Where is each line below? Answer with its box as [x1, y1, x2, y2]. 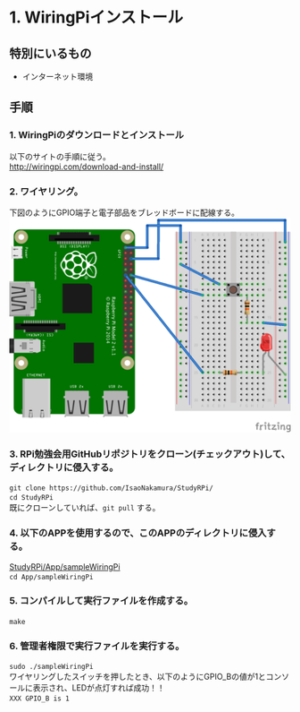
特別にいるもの [9, 46, 92, 61]
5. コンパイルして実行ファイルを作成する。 [9, 595, 194, 607]
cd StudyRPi [9, 493, 54, 502]
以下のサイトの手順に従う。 [9, 150, 112, 161]
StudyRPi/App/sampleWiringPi [9, 561, 121, 572]
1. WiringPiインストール [9, 7, 184, 28]
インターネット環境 [21, 72, 94, 81]
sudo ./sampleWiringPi [9, 663, 94, 672]
